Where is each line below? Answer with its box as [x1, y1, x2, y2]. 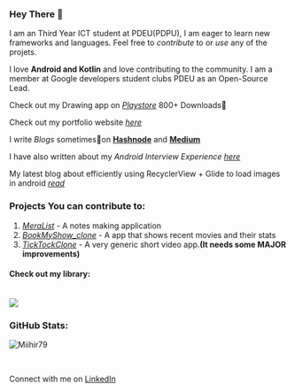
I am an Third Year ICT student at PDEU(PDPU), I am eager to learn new [9, 28, 270, 39]
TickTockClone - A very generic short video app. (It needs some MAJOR [21, 239, 286, 250]
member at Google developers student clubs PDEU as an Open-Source [9, 73, 268, 84]
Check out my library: [9, 269, 91, 280]
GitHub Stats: [9, 319, 69, 331]
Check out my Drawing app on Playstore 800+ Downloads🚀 [9, 100, 228, 111]
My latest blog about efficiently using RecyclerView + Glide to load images [9, 168, 281, 180]
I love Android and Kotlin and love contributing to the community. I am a [9, 64, 273, 74]
